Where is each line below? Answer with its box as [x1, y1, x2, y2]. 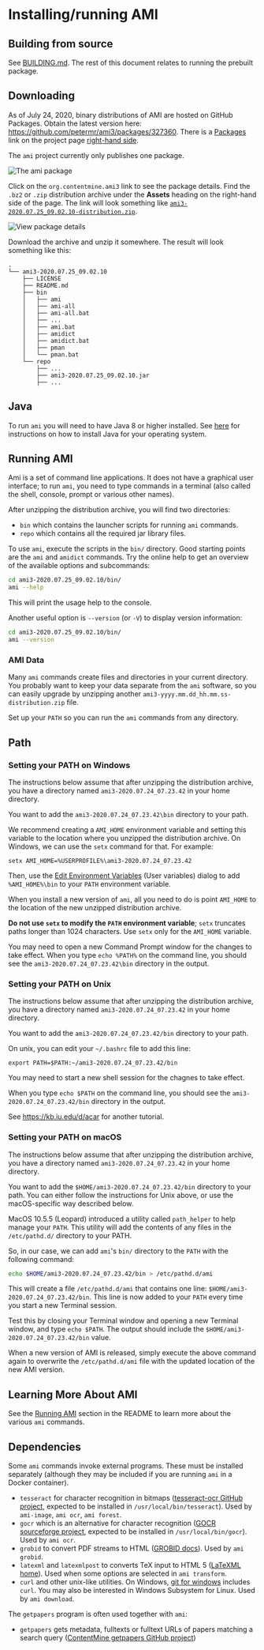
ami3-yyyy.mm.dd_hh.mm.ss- [143, 691, 232, 699]
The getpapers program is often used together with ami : [8, 1610, 188, 1619]
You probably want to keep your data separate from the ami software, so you [8, 681, 257, 691]
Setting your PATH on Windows [8, 759, 131, 770]
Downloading [8, 89, 75, 103]
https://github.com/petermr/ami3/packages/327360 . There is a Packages [8, 126, 247, 136]
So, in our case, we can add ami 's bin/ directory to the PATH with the [8, 1246, 229, 1256]
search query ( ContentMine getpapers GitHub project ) [19, 1633, 196, 1643]
